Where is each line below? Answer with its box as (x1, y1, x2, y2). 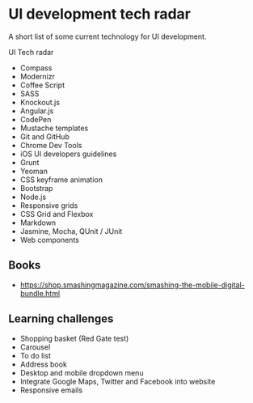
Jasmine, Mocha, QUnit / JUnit (19, 226, 123, 235)
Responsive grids (19, 200, 78, 210)
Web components (19, 235, 79, 244)
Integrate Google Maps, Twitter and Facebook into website (19, 376, 216, 386)
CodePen (19, 114, 52, 124)
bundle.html (19, 288, 61, 298)
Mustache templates (19, 123, 89, 133)
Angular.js (19, 106, 54, 116)
